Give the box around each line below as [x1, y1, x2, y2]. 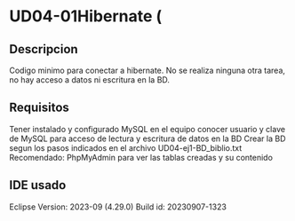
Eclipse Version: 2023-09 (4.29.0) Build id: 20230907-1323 [9, 201, 227, 212]
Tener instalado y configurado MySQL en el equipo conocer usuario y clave [9, 123, 286, 134]
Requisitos [9, 100, 69, 115]
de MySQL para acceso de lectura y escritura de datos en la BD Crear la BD [9, 133, 286, 144]
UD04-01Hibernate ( [9, 6, 163, 27]
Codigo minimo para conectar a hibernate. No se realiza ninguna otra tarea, [9, 65, 286, 75]
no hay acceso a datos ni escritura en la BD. [9, 75, 171, 85]
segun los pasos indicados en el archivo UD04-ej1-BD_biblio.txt [9, 142, 243, 153]
